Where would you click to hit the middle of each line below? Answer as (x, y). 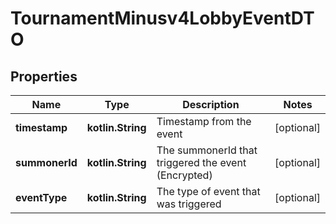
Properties (44, 76)
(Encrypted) (184, 175)
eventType (41, 197)
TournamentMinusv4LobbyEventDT (162, 18)
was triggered (189, 204)
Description (211, 104)
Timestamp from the (204, 121)
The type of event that (208, 191)
